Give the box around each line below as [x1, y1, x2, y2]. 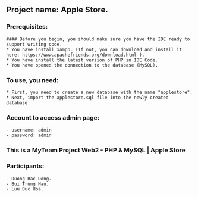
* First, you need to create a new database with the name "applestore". [6, 89, 193, 95]
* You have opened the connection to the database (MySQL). [6, 62, 159, 68]
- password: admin [6, 132, 52, 139]
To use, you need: [6, 76, 59, 84]
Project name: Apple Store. [6, 5, 108, 15]
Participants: [6, 162, 45, 170]
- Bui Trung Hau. [6, 181, 49, 187]
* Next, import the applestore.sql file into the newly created [6, 95, 169, 101]
